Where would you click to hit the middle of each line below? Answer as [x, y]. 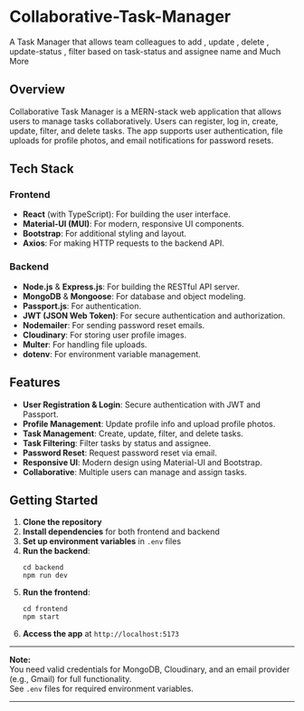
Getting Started [54, 500]
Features [35, 383]
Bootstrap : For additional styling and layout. [104, 234]
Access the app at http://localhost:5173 [100, 634]
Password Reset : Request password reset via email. [119, 453]
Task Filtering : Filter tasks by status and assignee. [117, 443]
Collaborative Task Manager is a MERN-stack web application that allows [146, 112]
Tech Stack [42, 169]
